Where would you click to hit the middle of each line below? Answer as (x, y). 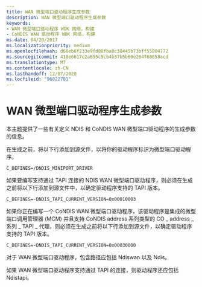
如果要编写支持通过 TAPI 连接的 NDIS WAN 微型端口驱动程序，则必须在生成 (99, 180)
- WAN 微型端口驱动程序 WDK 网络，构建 (50, 29)
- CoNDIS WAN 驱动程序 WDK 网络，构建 (51, 34)
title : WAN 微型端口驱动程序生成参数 (48, 12)
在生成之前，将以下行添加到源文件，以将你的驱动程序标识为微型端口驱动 (96, 149)
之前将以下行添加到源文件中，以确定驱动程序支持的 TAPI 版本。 (85, 188)
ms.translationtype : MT (36, 62)
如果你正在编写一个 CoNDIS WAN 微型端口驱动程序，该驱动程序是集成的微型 (101, 211)
